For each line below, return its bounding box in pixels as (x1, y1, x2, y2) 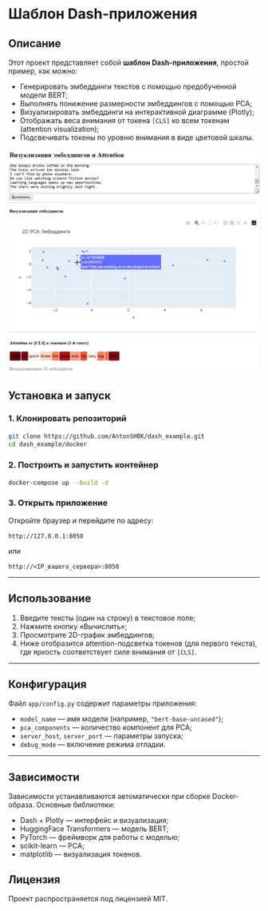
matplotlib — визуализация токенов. (19, 849, 142, 859)
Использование (8, 592, 92, 606)
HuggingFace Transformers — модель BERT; (19, 824, 169, 833)
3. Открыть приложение (8, 497, 108, 508)
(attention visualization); (19, 125, 100, 133)
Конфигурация (8, 677, 87, 691)
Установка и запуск (8, 389, 112, 403)
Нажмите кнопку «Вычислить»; (19, 621, 128, 631)
